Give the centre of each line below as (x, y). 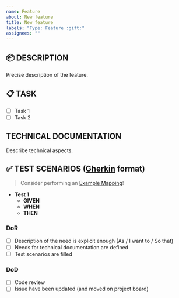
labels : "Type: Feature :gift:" (45, 28)
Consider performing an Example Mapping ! (72, 183)
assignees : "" (23, 33)
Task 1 (22, 111)
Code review (30, 282)
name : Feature (23, 11)
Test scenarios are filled (43, 254)
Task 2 (22, 117)
